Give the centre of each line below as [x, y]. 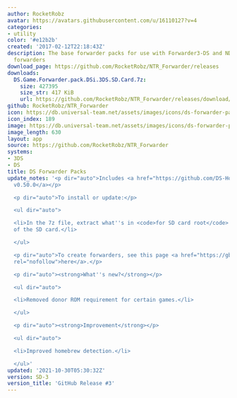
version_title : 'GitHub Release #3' [61, 384]
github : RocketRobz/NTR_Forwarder [58, 106]
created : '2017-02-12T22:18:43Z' [56, 47]
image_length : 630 [34, 132]
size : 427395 [39, 86]
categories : [25, 27]
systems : [20, 152]
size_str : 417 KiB [47, 93]
